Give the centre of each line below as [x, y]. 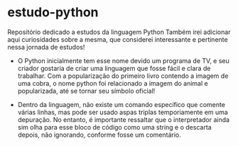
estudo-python [53, 12]
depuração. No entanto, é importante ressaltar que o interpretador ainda [123, 119]
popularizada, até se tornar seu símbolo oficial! [86, 91]
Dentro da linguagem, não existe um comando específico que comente [121, 104]
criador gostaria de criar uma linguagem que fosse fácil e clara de [114, 68]
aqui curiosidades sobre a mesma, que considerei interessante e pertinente [118, 39]
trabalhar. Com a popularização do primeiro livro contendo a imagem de [123, 76]
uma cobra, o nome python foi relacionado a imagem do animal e [113, 83]
